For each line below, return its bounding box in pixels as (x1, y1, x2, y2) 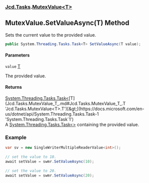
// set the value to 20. (5, 168, 57, 173)
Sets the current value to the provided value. (5, 32, 96, 38)
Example (5, 134, 27, 141)
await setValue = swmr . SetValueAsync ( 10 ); (5, 159, 94, 164)
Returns (5, 84, 22, 90)
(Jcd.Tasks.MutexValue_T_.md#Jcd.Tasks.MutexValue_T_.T (5, 101, 126, 107)
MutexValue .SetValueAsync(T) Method (5, 19, 130, 27)
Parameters (5, 52, 30, 58)
